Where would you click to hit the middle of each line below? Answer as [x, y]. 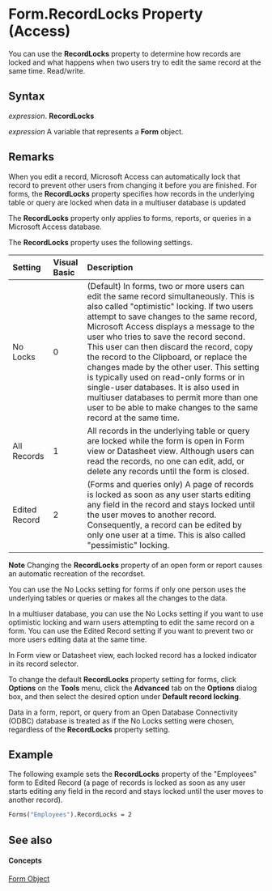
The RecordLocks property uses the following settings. [100, 242]
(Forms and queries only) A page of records [170, 484]
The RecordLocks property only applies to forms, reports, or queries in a [130, 218]
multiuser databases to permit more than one [172, 397]
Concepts [25, 861]
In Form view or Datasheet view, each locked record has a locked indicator [133, 655]
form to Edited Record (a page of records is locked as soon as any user [127, 783]
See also [30, 840]
